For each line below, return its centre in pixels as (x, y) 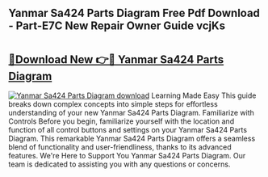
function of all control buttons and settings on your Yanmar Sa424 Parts (128, 130)
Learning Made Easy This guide (204, 95)
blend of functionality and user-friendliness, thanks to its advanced (120, 147)
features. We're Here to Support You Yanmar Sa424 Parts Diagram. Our (127, 156)
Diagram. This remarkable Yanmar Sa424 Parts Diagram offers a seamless (132, 138)
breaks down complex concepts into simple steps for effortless (113, 104)
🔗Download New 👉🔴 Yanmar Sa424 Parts (116, 59)
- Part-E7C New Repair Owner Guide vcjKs (117, 26)
